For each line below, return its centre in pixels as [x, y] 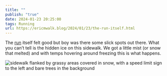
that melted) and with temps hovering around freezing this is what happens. [83, 53]
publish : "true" [22, 14]
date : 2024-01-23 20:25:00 [33, 19]
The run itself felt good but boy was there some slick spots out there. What [82, 42]
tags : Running [20, 24]
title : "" [15, 10]
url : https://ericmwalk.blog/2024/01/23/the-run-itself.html [70, 28]
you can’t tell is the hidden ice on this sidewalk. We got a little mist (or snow [83, 48]
